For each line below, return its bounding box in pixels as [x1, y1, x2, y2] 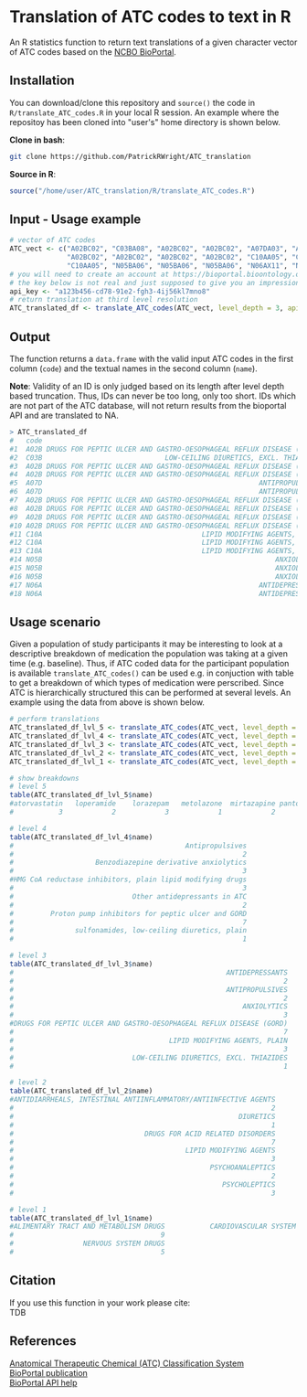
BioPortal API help [9, 1377, 78, 1388]
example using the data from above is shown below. [9, 697, 206, 708]
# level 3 [9, 951, 48, 961]
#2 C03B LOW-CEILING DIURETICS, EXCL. [9, 453, 281, 463]
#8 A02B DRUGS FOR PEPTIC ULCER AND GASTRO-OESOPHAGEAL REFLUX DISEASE [9, 504, 292, 513]
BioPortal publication [9, 1367, 89, 1378]
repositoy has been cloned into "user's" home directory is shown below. [9, 116, 281, 127]
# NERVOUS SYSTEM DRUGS [9, 1239, 166, 1249]
